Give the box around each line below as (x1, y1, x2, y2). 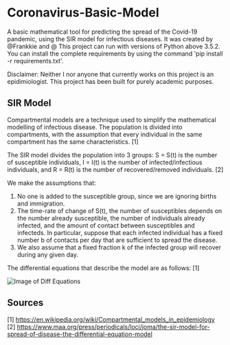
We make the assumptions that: (7, 179, 96, 187)
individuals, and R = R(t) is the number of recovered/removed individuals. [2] (7, 165, 224, 173)
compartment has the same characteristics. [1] (7, 137, 139, 146)
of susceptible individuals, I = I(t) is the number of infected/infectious (7, 158, 203, 166)
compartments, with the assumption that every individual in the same (7, 130, 203, 138)
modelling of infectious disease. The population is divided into (7, 122, 183, 131)
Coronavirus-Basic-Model (7, 5, 159, 21)
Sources (7, 297, 44, 309)
